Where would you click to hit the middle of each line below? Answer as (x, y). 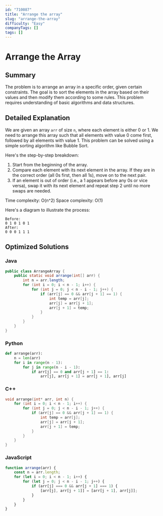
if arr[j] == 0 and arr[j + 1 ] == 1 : (70, 372)
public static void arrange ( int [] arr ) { (57, 276)
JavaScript (18, 457)
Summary (20, 75)
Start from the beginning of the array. (50, 164)
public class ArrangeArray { (35, 271)
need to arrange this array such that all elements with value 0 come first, (79, 135)
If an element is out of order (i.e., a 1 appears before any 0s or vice (80, 180)
